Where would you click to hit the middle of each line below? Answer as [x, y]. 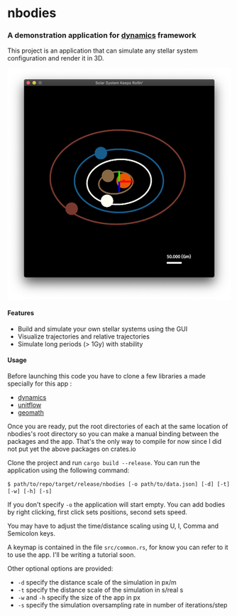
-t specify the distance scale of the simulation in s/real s [100, 590]
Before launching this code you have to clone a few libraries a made [106, 376]
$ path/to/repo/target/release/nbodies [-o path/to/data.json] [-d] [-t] [119, 484]
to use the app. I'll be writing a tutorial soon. [72, 555]
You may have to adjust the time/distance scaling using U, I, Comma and [113, 526]
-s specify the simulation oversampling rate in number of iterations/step [122, 605]
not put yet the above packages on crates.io [72, 449]
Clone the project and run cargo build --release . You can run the [104, 463]
